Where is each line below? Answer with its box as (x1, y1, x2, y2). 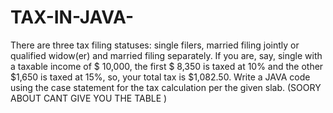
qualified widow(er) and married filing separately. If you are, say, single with (10, 49, 323, 61)
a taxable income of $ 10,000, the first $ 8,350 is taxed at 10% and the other (10, 60, 324, 72)
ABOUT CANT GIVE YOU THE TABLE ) (10, 92, 168, 104)
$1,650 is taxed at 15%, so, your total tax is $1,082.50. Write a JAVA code (10, 71, 311, 83)
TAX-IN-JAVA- (10, 6, 135, 29)
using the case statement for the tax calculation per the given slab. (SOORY (10, 81, 322, 93)
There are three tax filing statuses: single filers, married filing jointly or (10, 39, 300, 51)
